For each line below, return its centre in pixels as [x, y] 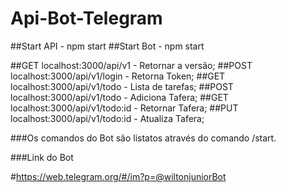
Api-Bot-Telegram [86, 18]
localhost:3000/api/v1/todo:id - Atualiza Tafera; [107, 118]
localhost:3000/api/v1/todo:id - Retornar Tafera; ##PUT [124, 108]
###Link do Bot [42, 157]
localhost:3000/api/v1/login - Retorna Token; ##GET [118, 76]
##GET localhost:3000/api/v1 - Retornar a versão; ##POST [131, 65]
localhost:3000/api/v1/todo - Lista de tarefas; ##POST [122, 86]
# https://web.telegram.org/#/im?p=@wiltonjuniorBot [118, 176]
